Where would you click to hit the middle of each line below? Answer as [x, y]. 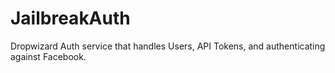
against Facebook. [48, 56]
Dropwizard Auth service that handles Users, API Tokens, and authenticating [168, 46]
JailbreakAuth [70, 18]
